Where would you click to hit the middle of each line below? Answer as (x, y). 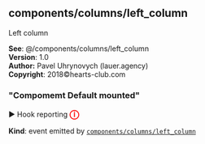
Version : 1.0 (28, 57)
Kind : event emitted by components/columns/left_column (102, 131)
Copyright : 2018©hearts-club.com (67, 74)
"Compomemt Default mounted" (74, 95)
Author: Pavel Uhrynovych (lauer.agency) (79, 66)
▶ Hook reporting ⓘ (44, 114)
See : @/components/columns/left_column (79, 49)
